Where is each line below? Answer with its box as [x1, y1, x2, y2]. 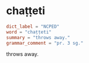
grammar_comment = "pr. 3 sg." [6, 40, 84, 46]
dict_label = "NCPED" [6, 24, 60, 29]
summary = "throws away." [6, 34, 70, 41]
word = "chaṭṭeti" [6, 29, 52, 35]
